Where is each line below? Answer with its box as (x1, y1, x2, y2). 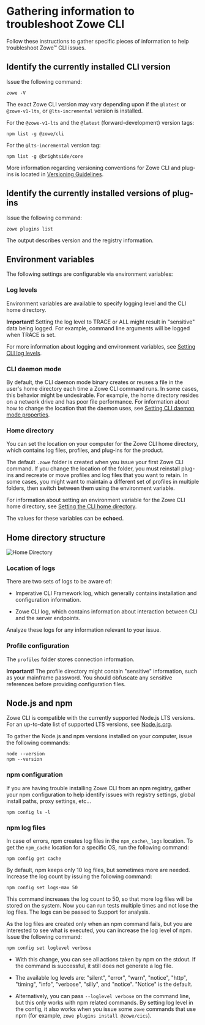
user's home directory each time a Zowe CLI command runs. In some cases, (6, 385, 199, 392)
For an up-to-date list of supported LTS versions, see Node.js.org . (6, 720, 173, 728)
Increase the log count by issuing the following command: (6, 873, 152, 880)
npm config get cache (6, 856, 62, 862)
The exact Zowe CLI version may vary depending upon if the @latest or (6, 100, 187, 108)
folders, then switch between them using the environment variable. (6, 484, 176, 492)
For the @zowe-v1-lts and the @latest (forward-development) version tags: (6, 119, 195, 126)
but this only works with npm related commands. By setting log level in (15, 999, 194, 1007)
